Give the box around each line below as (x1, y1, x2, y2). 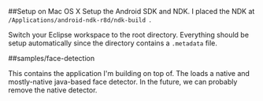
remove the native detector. (8, 85, 98, 95)
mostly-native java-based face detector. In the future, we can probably (8, 78, 238, 86)
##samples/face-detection (8, 54, 95, 63)
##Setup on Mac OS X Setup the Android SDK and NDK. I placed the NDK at (8, 7, 255, 16)
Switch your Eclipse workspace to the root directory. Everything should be (8, 31, 250, 39)
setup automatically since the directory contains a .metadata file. (8, 38, 218, 48)
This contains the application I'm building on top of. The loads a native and (8, 69, 250, 78)
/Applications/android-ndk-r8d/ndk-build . (8, 15, 152, 24)
